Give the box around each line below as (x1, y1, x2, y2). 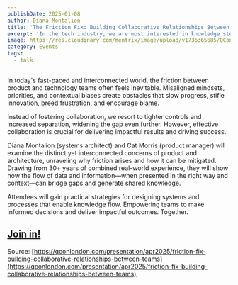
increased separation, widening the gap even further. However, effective (7, 120, 219, 128)
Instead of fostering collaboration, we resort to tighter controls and (7, 112, 202, 121)
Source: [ (7, 247, 34, 255)
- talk (13, 57, 33, 64)
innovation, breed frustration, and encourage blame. (7, 99, 160, 107)
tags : (7, 50, 23, 57)
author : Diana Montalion (7, 17, 81, 24)
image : (7, 37, 27, 44)
